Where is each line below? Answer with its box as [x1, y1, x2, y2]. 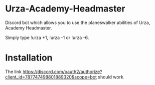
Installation [5, 52, 53, 63]
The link [5, 68, 22, 74]
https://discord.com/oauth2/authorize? [22, 68, 102, 74]
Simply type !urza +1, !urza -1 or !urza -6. [5, 34, 89, 40]
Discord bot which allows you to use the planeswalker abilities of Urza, [5, 19, 151, 25]
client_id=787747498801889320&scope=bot [5, 73, 97, 80]
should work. [98, 73, 125, 80]
